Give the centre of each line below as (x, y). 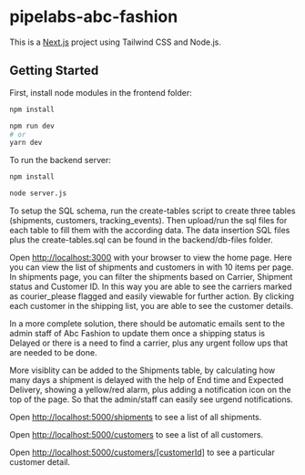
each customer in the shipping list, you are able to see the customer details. (152, 306)
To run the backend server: (60, 160)
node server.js (38, 193)
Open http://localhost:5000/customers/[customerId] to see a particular (142, 452)
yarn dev (26, 143)
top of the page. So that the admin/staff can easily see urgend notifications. (151, 399)
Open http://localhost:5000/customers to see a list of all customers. (137, 434)
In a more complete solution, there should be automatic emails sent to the (147, 324)
